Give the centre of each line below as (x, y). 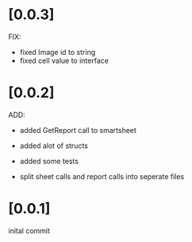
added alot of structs (54, 146)
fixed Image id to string (58, 52)
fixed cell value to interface (64, 60)
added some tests (49, 161)
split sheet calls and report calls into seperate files (102, 176)
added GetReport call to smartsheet (78, 130)
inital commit (29, 230)
